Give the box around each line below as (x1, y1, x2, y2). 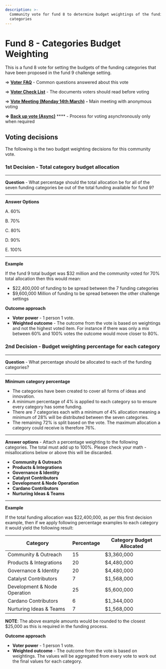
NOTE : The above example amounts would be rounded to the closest (5, 618, 146, 624)
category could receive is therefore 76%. (12, 424, 96, 430)
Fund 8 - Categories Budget (5, 38, 121, 49)
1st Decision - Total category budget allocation (5, 164, 120, 170)
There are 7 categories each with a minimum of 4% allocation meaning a (12, 409, 161, 415)
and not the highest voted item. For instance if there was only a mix (12, 326, 150, 332)
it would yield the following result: (5, 525, 74, 531)
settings (12, 296, 29, 302)
